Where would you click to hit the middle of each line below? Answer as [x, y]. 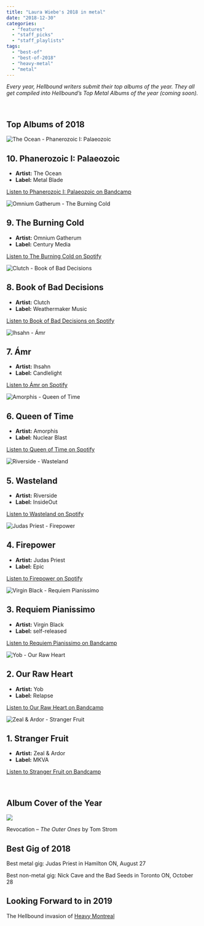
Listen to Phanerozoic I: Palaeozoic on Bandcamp [69, 192]
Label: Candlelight [39, 373]
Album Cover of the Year [54, 803]
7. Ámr [19, 352]
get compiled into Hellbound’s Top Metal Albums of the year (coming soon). [102, 93]
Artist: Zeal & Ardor [40, 753]
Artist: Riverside [36, 496]
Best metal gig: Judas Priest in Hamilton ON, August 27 [76, 863]
